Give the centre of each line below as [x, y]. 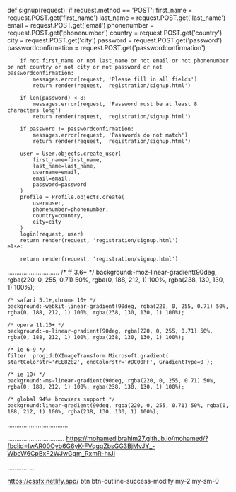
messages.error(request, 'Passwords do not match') [111, 135]
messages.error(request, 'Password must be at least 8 [115, 104]
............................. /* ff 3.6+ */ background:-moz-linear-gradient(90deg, [112, 272]
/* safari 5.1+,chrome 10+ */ [52, 300]
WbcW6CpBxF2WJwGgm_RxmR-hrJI [61, 453]
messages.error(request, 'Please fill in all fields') [115, 79]
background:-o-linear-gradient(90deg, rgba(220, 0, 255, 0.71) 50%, [110, 331]
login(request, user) [52, 234]
